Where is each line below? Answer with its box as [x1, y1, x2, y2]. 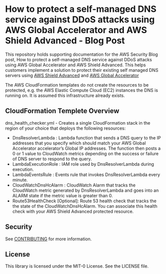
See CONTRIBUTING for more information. [5, 236, 92, 242]
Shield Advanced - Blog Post [5, 35, 125, 46]
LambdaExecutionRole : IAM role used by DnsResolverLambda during [12, 161, 155, 167]
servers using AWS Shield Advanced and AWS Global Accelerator [5, 72, 139, 78]
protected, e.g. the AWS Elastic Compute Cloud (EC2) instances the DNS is [5, 87, 159, 93]
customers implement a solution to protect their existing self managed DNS [5, 67, 159, 73]
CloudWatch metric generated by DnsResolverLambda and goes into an [12, 187, 159, 193]
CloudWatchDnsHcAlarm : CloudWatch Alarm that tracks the [12, 182, 136, 188]
